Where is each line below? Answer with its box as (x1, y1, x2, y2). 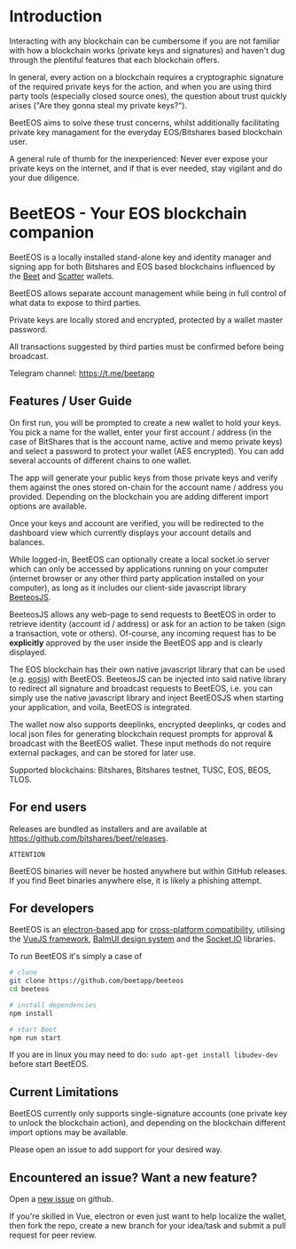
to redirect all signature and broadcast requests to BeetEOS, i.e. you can (9, 683, 273, 693)
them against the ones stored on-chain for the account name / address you (9, 482, 284, 492)
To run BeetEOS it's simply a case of (9, 951, 143, 962)
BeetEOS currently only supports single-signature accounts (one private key (9, 1109, 288, 1119)
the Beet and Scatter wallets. (9, 270, 115, 281)
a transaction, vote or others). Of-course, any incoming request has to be (9, 628, 277, 638)
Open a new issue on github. (9, 1194, 113, 1205)
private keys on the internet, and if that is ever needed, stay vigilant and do (9, 163, 283, 173)
